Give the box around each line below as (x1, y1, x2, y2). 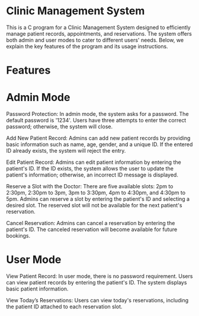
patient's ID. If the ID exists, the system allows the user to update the (6, 165, 174, 172)
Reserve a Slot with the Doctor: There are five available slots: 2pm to (6, 183, 174, 190)
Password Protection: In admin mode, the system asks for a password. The (6, 110, 189, 118)
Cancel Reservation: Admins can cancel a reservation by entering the (6, 220, 175, 227)
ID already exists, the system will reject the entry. (6, 147, 126, 154)
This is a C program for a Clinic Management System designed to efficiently (6, 24, 191, 31)
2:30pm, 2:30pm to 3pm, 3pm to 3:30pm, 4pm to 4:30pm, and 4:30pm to (6, 189, 185, 197)
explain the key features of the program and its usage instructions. (6, 43, 168, 50)
